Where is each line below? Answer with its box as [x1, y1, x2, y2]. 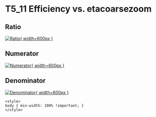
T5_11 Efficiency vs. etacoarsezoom [5, 3, 152, 15]
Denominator [5, 77, 46, 85]
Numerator [5, 50, 39, 58]
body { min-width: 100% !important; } [5, 103, 84, 108]
